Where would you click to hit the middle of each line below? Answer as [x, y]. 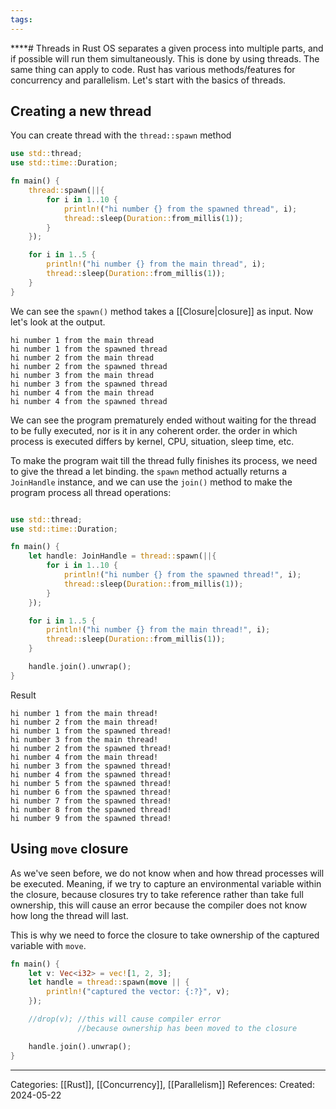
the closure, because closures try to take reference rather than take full [157, 894]
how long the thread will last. [69, 915]
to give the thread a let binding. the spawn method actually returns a [148, 471]
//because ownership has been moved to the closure [187, 1028]
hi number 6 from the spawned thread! [91, 792]
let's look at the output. [58, 322]
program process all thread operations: [91, 492]
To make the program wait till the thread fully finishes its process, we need [164, 460]
